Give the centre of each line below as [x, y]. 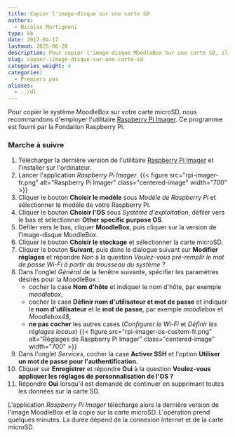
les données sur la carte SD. [59, 391]
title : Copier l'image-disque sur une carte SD [79, 14]
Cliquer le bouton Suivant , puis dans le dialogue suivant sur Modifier [118, 250]
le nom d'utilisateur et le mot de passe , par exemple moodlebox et [126, 309]
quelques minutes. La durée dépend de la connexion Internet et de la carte [116, 420]
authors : [21, 20]
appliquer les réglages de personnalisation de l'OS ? [96, 377]
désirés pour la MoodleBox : [59, 280]
